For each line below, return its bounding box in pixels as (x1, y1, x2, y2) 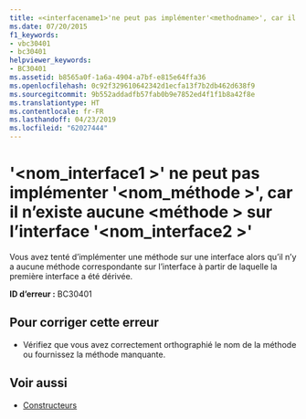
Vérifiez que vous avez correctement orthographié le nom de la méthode (22, 339, 297, 350)
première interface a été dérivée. (9, 270, 133, 281)
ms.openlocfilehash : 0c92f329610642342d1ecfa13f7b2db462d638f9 (9, 81, 256, 90)
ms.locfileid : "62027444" (9, 124, 108, 133)
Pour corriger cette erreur (9, 315, 160, 330)
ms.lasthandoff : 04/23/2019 (9, 115, 117, 124)
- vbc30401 (9, 38, 51, 48)
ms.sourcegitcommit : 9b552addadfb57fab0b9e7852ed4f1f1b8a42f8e (9, 89, 256, 99)
